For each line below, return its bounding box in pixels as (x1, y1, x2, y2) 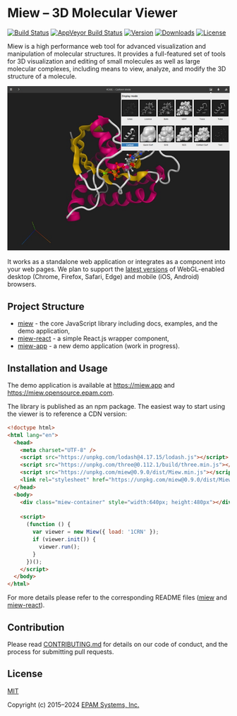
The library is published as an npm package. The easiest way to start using (7, 402, 226, 410)
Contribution (7, 621, 65, 633)
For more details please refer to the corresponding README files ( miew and (7, 593, 228, 602)
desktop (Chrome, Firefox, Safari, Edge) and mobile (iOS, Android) (7, 273, 200, 281)
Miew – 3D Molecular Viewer (7, 5, 178, 21)
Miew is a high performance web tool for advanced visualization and (7, 42, 207, 50)
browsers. (7, 280, 37, 289)
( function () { (25, 521, 71, 528)
